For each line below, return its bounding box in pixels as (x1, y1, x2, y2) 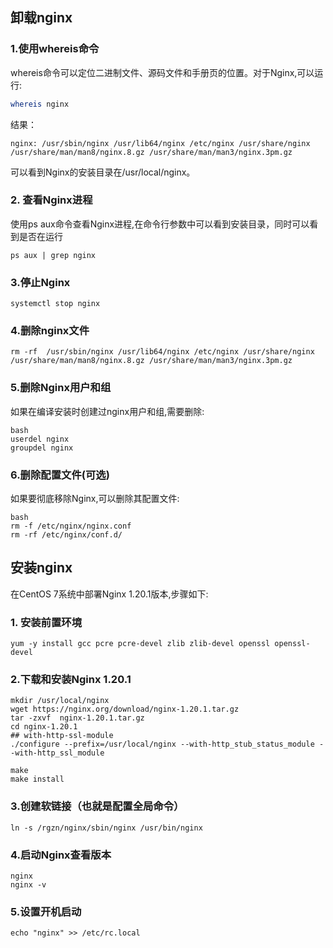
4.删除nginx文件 (10, 324, 90, 338)
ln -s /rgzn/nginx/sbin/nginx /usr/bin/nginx (10, 823, 203, 833)
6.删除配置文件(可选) (10, 468, 110, 482)
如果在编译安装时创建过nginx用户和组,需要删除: (10, 405, 205, 417)
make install (10, 774, 65, 785)
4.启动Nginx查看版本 (10, 848, 112, 862)
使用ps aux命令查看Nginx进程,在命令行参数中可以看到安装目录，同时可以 (10, 218, 310, 230)
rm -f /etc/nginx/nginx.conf (10, 521, 132, 532)
